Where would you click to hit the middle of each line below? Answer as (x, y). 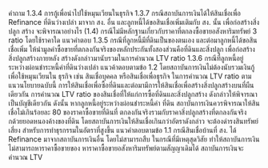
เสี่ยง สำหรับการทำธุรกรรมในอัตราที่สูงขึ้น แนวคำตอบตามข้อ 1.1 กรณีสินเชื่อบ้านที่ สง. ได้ (123, 130)
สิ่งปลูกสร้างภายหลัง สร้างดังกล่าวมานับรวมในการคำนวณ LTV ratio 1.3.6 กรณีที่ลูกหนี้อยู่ (126, 58)
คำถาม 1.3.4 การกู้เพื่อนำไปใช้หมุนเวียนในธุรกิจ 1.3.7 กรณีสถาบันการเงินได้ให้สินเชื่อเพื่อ (125, 13)
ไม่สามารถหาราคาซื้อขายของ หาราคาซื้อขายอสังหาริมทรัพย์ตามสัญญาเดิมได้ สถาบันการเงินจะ (126, 148)
